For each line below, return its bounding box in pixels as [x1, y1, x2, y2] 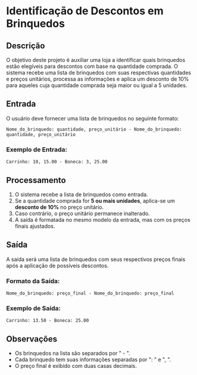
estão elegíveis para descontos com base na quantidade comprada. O [6, 63, 179, 70]
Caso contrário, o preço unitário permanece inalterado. [14, 210, 150, 217]
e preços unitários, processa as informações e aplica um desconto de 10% [6, 76, 189, 82]
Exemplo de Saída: [6, 304, 61, 312]
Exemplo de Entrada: [6, 145, 67, 153]
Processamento [6, 175, 67, 185]
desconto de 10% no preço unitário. [14, 203, 104, 210]
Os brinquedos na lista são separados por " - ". [14, 350, 131, 357]
